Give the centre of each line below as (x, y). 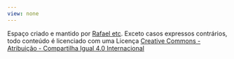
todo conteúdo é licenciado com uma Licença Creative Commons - (104, 41)
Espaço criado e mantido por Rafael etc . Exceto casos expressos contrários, (117, 33)
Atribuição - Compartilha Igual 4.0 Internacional (76, 48)
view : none (23, 14)
